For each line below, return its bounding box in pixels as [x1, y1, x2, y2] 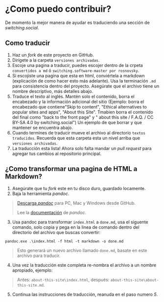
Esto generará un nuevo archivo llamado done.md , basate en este [17, 247, 147, 253]
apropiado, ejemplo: [12, 267, 53, 273]
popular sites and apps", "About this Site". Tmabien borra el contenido [12, 109, 153, 115]
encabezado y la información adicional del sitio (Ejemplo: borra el [12, 99, 144, 105]
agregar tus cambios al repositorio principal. [12, 151, 102, 156]
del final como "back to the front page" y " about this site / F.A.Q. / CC [12, 114, 154, 120]
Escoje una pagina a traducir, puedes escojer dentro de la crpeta [12, 62, 143, 68]
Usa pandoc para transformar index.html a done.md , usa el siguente [12, 219, 148, 225]
